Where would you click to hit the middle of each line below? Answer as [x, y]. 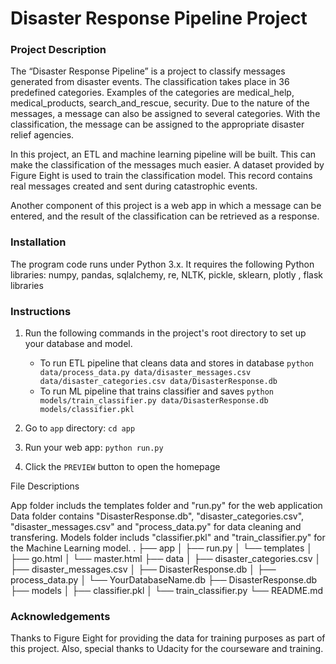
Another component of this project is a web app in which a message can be [166, 206]
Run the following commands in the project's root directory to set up [165, 333]
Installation [38, 242]
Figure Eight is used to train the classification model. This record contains [161, 176]
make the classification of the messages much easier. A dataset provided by [167, 165]
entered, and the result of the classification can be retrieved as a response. [165, 216]
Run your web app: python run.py [94, 448]
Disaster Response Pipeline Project [159, 18]
